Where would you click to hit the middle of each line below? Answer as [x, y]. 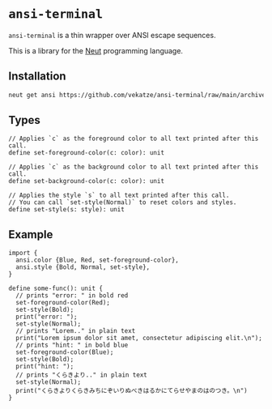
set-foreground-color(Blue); [65, 352]
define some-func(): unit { [56, 289]
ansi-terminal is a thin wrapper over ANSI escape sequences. [112, 35]
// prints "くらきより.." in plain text [81, 375]
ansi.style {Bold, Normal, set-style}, [83, 267]
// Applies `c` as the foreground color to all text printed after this [134, 139]
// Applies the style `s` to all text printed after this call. [119, 196]
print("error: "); [47, 317]
